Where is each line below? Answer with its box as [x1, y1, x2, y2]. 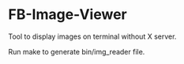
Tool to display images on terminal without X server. [8, 32, 177, 41]
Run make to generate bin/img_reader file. [8, 47, 145, 56]
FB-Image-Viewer [8, 6, 128, 24]
